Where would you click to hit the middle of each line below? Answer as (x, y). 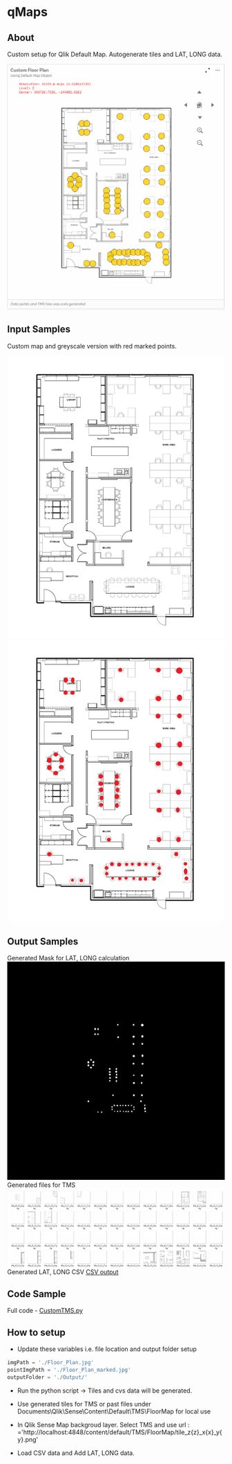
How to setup (36, 1332)
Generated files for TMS (41, 1185)
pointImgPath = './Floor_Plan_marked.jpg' (69, 1370)
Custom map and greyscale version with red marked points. (92, 346)
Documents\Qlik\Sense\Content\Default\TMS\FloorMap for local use (114, 1411)
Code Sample (37, 1294)
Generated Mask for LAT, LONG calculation (68, 958)
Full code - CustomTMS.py (45, 1311)
